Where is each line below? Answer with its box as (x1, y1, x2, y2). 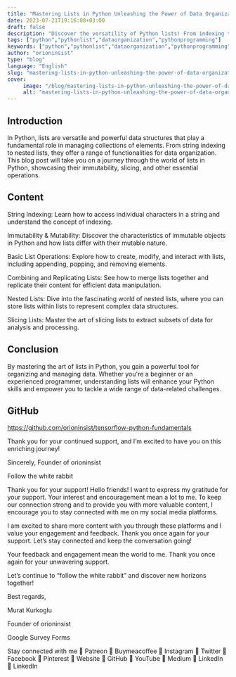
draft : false (7, 23, 46, 30)
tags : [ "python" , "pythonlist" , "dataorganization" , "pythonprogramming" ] (7, 37, 221, 44)
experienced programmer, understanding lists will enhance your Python (7, 377, 214, 386)
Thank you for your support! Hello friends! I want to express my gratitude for (7, 486, 228, 494)
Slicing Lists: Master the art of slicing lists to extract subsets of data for (7, 315, 213, 324)
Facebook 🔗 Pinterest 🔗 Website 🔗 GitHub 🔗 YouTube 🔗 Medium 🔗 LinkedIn (7, 654, 223, 663)
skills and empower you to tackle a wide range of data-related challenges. (7, 384, 221, 393)
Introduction (7, 115, 63, 127)
